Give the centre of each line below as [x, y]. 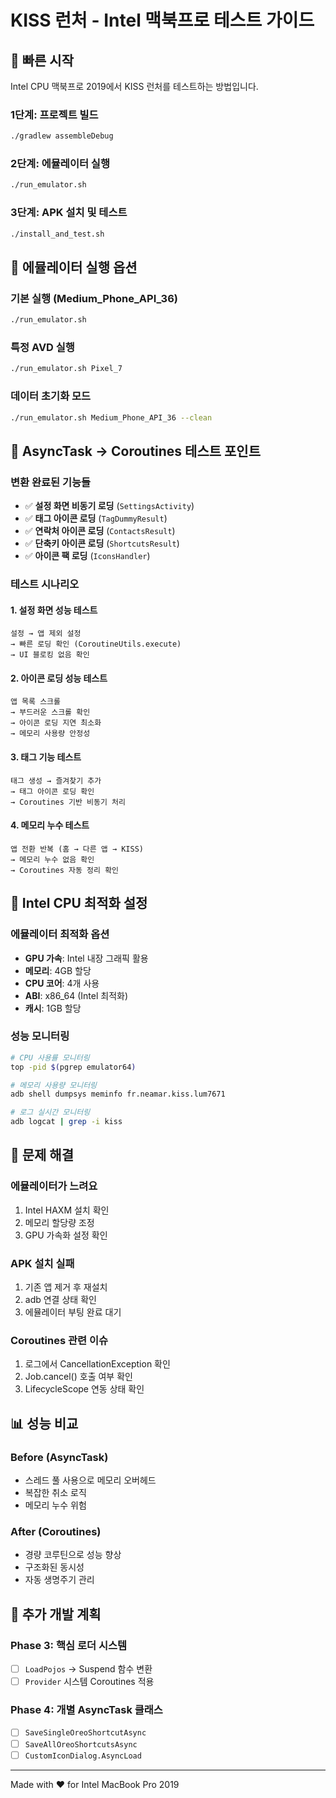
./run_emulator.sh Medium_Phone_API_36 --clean [111, 417]
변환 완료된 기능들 [51, 482]
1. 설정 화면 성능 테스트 [54, 610]
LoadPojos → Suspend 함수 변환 [88, 1669]
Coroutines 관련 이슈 [59, 1340]
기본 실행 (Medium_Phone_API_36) [94, 298]
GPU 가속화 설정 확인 [66, 1235]
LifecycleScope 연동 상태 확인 [84, 1389]
